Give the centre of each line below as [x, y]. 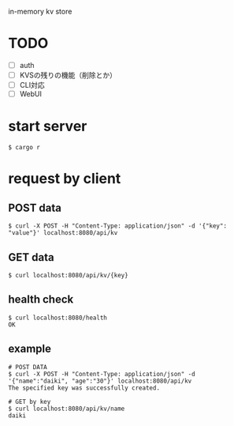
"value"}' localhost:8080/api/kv [63, 233]
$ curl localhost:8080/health [58, 318]
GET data [31, 257]
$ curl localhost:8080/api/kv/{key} [68, 275]
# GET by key [30, 401]
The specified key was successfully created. [84, 388]
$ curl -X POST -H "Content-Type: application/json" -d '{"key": [117, 226]
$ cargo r [24, 148]
